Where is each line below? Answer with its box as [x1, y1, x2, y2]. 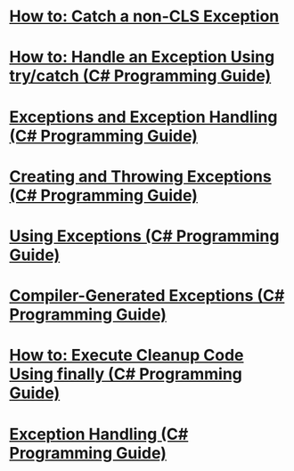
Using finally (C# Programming [9, 364, 243, 385]
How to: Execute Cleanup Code [9, 345, 244, 366]
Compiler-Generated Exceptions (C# [9, 286, 285, 306]
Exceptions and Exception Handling [9, 107, 278, 126]
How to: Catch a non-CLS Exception [9, 6, 280, 27]
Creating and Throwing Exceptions [9, 166, 272, 186]
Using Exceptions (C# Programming [9, 225, 280, 246]
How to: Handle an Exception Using [9, 47, 275, 68]
